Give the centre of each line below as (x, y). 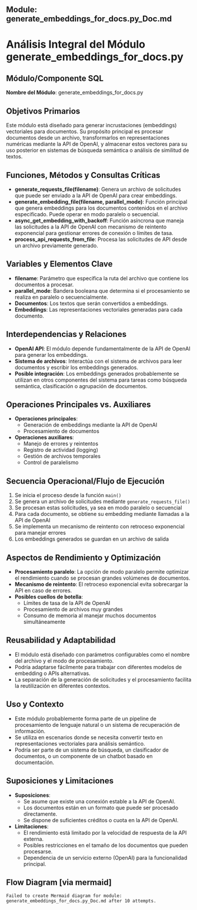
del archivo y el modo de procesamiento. (64, 661)
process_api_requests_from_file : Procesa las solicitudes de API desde (101, 239)
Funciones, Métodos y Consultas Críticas (83, 175)
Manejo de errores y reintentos (61, 444)
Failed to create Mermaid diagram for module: (64, 896)
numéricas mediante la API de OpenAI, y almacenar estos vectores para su (97, 144)
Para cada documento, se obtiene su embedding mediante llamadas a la (102, 514)
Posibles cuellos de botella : (49, 597)
